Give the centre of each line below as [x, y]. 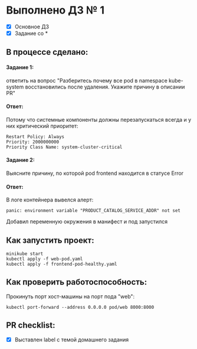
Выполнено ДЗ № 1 [55, 10]
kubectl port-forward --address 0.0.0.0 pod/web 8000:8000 [80, 307]
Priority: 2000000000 [33, 142]
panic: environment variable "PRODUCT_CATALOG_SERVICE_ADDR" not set [93, 211]
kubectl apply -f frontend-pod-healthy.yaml [62, 264]
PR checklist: [31, 325]
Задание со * [31, 33]
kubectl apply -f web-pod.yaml [45, 259]
